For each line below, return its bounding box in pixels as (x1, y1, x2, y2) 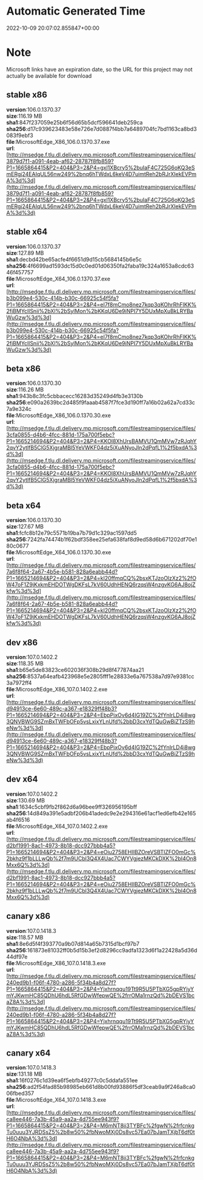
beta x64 (6, 500, 41, 510)
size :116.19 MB (6, 112, 42, 120)
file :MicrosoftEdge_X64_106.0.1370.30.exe (6, 549, 111, 556)
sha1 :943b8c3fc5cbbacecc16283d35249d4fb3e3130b (6, 393, 144, 400)
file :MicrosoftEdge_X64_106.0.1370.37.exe (6, 275, 111, 282)
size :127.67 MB (6, 523, 44, 531)
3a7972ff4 (6, 679, 32, 687)
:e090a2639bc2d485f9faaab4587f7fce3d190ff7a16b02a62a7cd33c (25, 399, 196, 406)
